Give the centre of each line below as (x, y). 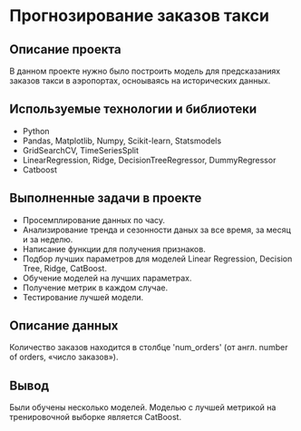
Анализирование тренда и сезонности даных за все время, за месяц (157, 230)
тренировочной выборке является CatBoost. (96, 417)
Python (36, 131)
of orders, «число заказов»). (64, 357)
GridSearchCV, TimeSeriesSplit (80, 150)
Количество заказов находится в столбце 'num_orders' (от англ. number (149, 348)
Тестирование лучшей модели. (83, 297)
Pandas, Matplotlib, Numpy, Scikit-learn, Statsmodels (122, 141)
